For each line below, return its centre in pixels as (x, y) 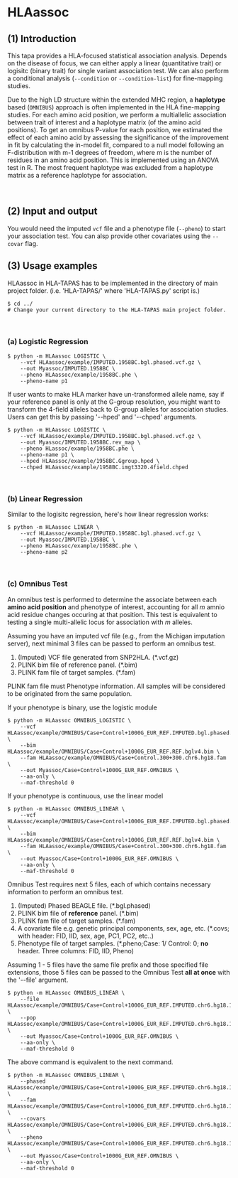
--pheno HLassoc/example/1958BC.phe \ (77, 449)
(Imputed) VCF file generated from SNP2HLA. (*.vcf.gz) (98, 657)
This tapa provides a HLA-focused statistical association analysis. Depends (117, 55)
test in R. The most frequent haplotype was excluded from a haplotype (110, 167)
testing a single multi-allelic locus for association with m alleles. (100, 622)
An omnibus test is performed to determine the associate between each (112, 599)
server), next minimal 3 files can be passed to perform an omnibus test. (112, 643)
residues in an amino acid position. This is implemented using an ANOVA (113, 160)
